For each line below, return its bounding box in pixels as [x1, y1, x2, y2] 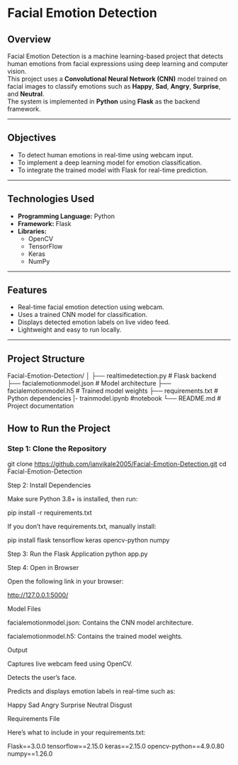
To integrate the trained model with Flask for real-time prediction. [17, 165, 208, 174]
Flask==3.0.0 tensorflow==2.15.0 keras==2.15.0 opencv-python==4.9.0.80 [7, 742, 225, 750]
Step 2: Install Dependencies [7, 481, 91, 489]
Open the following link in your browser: [7, 576, 124, 586]
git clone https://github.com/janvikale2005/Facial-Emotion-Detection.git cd [7, 459, 227, 468]
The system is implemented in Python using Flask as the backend [7, 97, 200, 106]
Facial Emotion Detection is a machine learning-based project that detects [7, 52, 224, 60]
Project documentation [7, 402, 74, 411]
